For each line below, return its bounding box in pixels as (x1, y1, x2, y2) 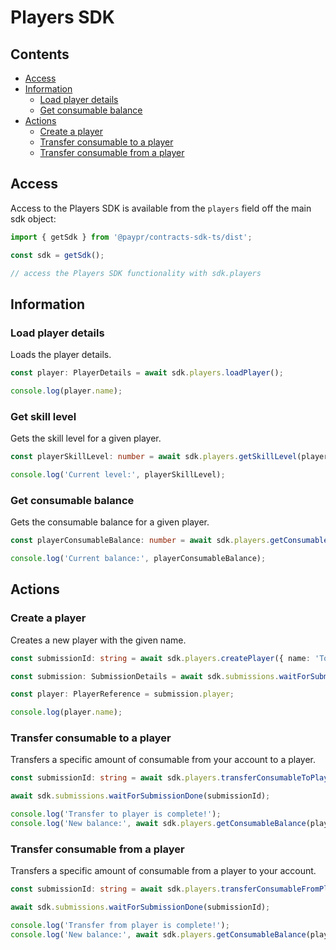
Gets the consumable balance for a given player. (10, 516, 210, 528)
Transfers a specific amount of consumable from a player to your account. (10, 865, 317, 877)
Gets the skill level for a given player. (10, 432, 162, 445)
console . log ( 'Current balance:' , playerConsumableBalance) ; (10, 554, 267, 564)
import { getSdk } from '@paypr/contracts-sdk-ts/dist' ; (10, 232, 253, 242)
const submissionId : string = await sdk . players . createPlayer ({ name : (10, 653, 311, 663)
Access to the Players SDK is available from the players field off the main (10, 202, 312, 214)
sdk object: (10, 212, 57, 225)
